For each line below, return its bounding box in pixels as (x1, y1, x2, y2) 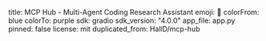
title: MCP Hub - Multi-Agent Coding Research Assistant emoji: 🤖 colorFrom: (8, 8, 260, 17)
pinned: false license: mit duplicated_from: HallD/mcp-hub (8, 24, 200, 33)
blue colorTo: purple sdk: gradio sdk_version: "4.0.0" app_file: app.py (8, 16, 236, 25)
